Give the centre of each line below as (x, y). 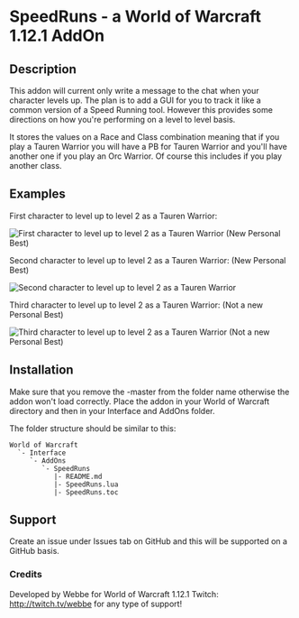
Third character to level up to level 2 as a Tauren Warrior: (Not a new (136, 305)
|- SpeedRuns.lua (86, 484)
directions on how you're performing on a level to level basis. (122, 120)
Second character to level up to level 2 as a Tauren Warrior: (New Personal (148, 260)
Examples (37, 194)
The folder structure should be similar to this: (93, 428)
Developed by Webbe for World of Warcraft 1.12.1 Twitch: (114, 594)
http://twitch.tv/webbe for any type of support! (96, 604)
